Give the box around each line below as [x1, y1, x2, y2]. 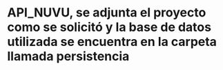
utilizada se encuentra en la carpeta [7, 34, 217, 49]
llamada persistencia [7, 49, 130, 65]
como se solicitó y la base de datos [7, 19, 212, 35]
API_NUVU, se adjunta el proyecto [7, 5, 206, 21]
